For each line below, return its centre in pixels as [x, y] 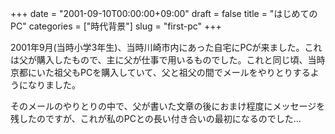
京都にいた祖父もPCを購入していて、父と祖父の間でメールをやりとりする [160, 72]
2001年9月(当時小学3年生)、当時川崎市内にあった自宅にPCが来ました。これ [166, 47]
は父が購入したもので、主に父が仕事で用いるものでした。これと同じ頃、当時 [168, 60]
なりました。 [54, 85]
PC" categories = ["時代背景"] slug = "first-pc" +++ [116, 26]
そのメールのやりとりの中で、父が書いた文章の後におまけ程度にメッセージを [168, 106]
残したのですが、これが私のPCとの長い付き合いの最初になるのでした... [156, 118]
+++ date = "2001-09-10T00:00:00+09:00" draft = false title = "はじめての [164, 13]
